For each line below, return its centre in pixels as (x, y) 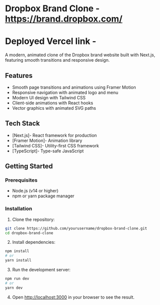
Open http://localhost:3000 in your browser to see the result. (73, 297)
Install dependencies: (34, 242)
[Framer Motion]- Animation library (47, 141)
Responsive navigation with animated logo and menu (65, 92)
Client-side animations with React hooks (53, 103)
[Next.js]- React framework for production (54, 135)
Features (19, 76)
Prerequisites (21, 180)
